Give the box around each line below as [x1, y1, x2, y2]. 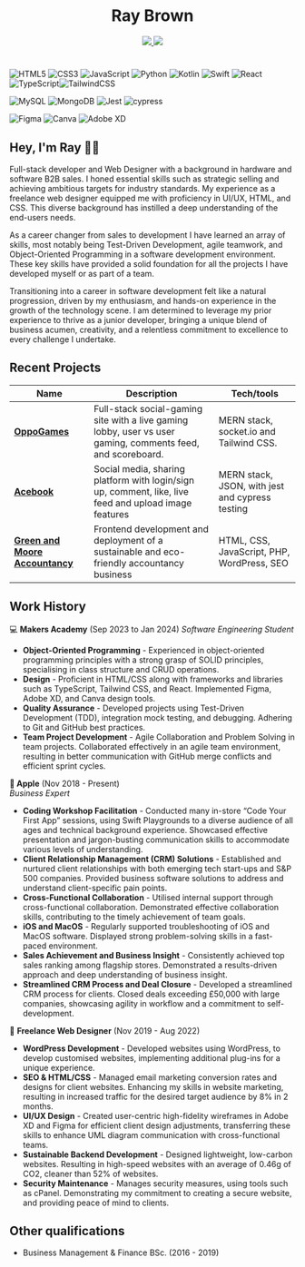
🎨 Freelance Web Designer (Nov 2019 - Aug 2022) [9, 1025, 201, 1036]
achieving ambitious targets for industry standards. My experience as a [9, 182, 276, 193]
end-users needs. [9, 211, 76, 222]
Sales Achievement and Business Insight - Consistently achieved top [22, 949, 285, 960]
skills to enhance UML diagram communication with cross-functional [22, 1129, 280, 1140]
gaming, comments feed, [93, 437, 200, 449]
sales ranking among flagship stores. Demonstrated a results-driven [22, 959, 278, 970]
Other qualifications [9, 1223, 125, 1239]
